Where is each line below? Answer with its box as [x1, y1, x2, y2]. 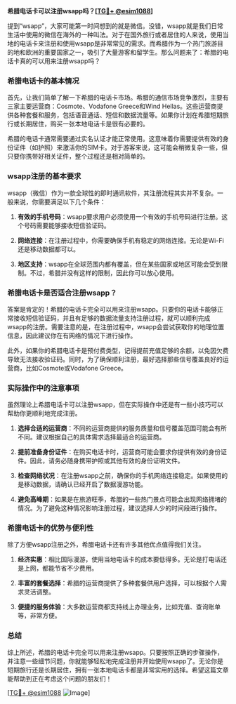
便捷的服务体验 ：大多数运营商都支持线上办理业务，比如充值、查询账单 [17, 603, 221, 611]
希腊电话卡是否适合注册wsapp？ [7, 288, 117, 298]
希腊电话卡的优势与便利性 [7, 523, 94, 533]
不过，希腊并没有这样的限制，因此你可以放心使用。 [29, 268, 178, 277]
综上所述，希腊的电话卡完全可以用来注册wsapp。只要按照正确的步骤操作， [7, 648, 223, 656]
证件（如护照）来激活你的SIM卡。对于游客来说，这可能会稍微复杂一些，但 [13, 143, 228, 152]
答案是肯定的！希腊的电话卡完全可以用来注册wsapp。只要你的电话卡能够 [7, 305, 218, 313]
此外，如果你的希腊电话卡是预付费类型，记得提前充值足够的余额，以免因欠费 [7, 346, 229, 354]
